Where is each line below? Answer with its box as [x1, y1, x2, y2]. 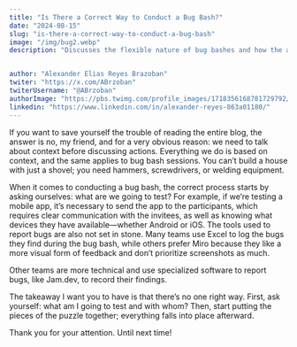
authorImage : [9, 94, 57, 103]
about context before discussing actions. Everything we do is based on [9, 145, 268, 156]
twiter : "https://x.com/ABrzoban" [9, 78, 137, 87]
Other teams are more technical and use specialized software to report [9, 265, 267, 275]
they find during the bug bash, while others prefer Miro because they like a [9, 238, 282, 249]
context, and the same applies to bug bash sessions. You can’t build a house [9, 155, 288, 166]
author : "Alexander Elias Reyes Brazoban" [9, 70, 168, 79]
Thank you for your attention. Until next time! [9, 327, 172, 337]
